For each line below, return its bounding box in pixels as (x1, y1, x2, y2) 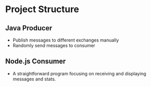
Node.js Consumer (5, 57, 66, 66)
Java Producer (5, 24, 52, 32)
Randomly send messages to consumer (12, 42, 95, 49)
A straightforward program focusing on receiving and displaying (12, 70, 146, 76)
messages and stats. (12, 76, 56, 82)
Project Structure (5, 4, 80, 15)
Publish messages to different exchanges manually (12, 37, 119, 43)
